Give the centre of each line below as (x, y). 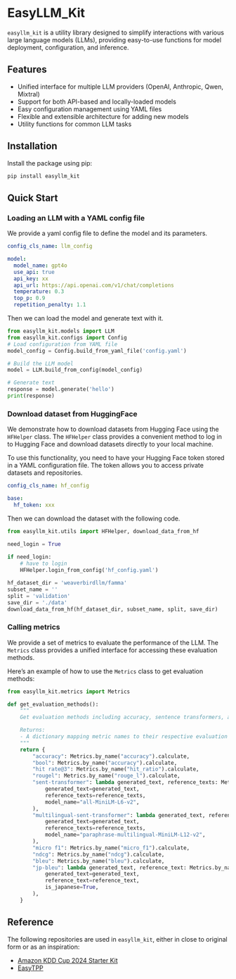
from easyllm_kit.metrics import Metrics (69, 692)
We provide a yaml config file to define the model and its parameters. (107, 233)
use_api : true (34, 272)
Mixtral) (28, 94)
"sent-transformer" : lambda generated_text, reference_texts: (125, 782)
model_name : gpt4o (41, 266)
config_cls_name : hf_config (48, 486)
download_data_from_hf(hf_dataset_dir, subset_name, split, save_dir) (113, 609)
